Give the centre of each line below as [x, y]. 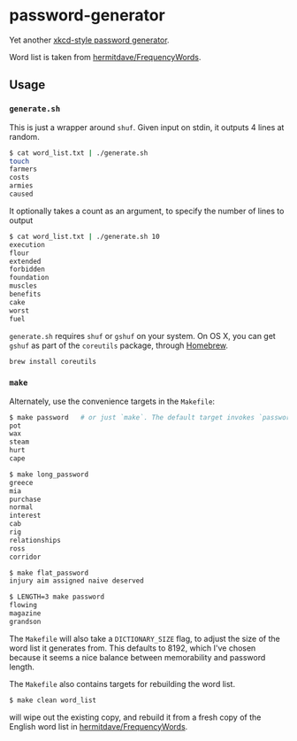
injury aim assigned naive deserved [76, 581]
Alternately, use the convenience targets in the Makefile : [112, 401]
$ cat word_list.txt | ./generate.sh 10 [85, 236]
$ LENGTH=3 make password [57, 597]
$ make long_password [49, 475]
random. [24, 136]
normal [21, 507]
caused [21, 194]
